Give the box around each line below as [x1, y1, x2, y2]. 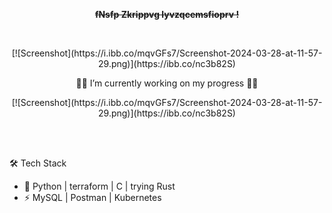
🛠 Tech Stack [9, 157, 67, 169]
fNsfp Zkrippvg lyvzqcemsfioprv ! [94, 9, 240, 20]
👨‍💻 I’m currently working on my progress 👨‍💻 [75, 77, 259, 89]
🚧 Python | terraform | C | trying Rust [23, 180, 176, 192]
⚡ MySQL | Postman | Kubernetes [23, 192, 162, 203]
